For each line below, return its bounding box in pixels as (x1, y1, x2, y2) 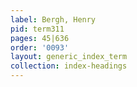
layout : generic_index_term (10, 52, 128, 62)
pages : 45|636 (10, 33, 70, 43)
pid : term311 (10, 24, 65, 34)
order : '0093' (10, 42, 70, 53)
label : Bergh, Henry (10, 14, 97, 25)
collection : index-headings (10, 61, 128, 71)
